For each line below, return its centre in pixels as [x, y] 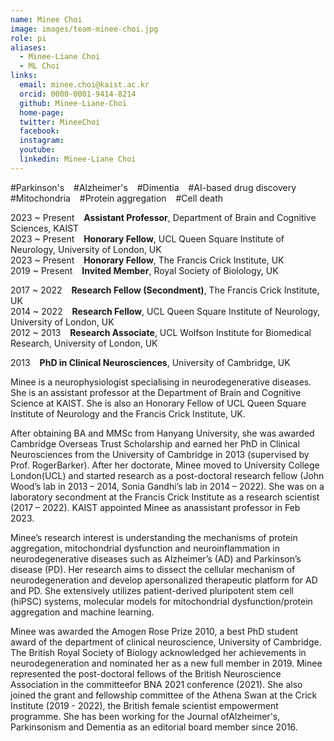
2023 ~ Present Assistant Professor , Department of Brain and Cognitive [163, 217]
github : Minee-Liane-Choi [73, 103]
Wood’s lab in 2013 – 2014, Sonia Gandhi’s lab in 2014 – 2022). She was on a [167, 486]
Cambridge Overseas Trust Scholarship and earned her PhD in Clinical [155, 443]
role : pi [28, 38]
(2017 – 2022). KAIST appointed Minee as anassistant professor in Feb [155, 507]
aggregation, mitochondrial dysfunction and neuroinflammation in [145, 548]
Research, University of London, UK [84, 343]
